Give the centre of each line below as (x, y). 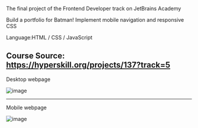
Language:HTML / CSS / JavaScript (49, 37)
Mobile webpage (27, 107)
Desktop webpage (28, 79)
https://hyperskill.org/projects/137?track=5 (88, 65)
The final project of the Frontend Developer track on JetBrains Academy (94, 9)
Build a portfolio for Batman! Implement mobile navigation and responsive (95, 20)
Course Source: (35, 56)
